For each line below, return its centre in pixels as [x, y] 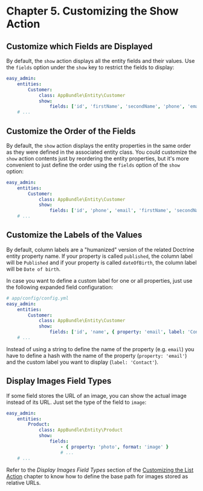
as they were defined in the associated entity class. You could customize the [101, 152]
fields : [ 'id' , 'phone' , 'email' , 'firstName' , [110, 211]
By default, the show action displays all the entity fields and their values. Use [101, 61]
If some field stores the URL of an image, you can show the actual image [97, 395]
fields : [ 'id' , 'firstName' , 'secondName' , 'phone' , [117, 107]
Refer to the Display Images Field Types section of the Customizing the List [100, 470]
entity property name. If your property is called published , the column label [100, 256]
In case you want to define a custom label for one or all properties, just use [99, 280]
